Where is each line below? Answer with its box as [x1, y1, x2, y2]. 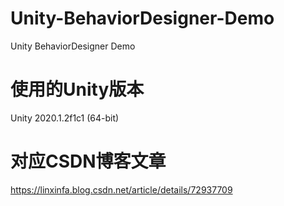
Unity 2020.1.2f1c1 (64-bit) [10, 112, 120, 124]
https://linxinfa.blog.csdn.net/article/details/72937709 [10, 183, 233, 196]
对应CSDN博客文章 [10, 150, 167, 173]
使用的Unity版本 [10, 78, 145, 101]
